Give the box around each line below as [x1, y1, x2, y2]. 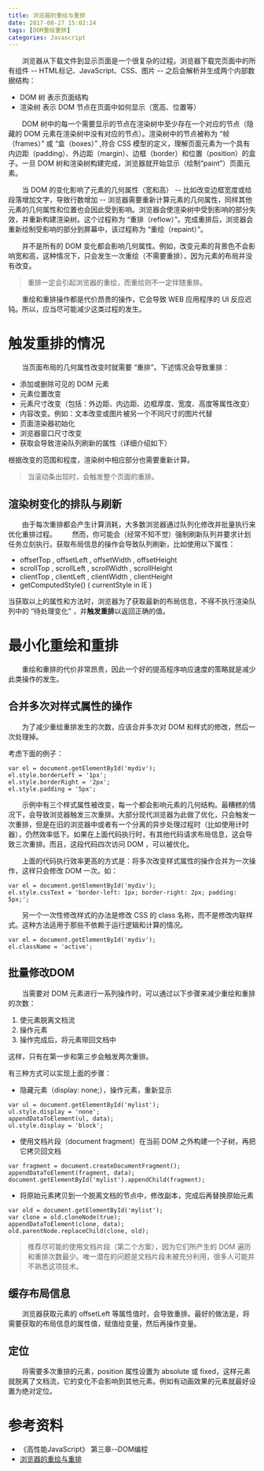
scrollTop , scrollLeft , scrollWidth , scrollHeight [19, 564, 173, 572]
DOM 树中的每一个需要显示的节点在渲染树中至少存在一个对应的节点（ [21, 119, 247, 128]
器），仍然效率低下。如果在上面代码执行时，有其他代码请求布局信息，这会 [8, 829, 246, 839]
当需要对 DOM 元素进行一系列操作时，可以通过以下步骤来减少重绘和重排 [21, 989, 256, 998]
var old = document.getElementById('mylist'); [8, 1206, 163, 1214]
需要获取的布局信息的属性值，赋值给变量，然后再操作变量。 [8, 1319, 201, 1328]
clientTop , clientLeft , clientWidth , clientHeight [19, 572, 173, 581]
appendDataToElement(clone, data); [8, 1220, 125, 1228]
